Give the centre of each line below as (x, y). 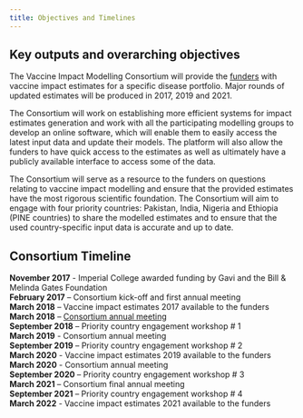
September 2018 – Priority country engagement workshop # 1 (125, 326)
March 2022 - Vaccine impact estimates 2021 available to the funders (140, 403)
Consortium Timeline (70, 256)
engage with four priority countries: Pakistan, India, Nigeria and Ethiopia (144, 208)
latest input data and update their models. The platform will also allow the (146, 143)
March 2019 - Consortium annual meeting (88, 336)
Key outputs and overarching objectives (125, 55)
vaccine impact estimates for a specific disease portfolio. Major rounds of (147, 86)
